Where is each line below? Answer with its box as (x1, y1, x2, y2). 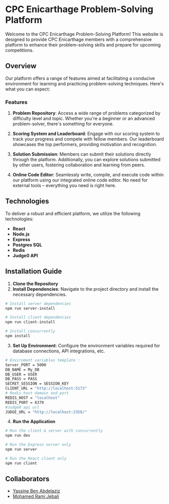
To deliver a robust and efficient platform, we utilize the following (5, 210, 141, 216)
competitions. (5, 47, 34, 53)
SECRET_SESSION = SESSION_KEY (5, 381, 69, 386)
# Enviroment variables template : (5, 357, 80, 362)
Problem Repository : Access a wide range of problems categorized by (12, 110, 161, 116)
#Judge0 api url (5, 404, 39, 410)
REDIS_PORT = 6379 (5, 400, 44, 405)
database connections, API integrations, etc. (12, 348, 105, 354)
